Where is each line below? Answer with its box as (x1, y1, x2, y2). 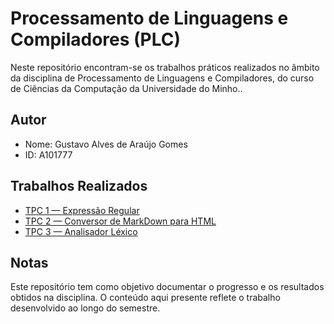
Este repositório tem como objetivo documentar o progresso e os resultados (10, 281, 325, 293)
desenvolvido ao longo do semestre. (10, 302, 161, 314)
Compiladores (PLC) (10, 28, 182, 51)
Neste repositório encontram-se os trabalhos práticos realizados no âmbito (10, 61, 320, 73)
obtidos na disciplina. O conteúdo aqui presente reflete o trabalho (10, 292, 281, 304)
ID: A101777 (24, 148, 73, 161)
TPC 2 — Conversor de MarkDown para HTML (24, 215, 217, 227)
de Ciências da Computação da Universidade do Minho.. (10, 82, 243, 94)
